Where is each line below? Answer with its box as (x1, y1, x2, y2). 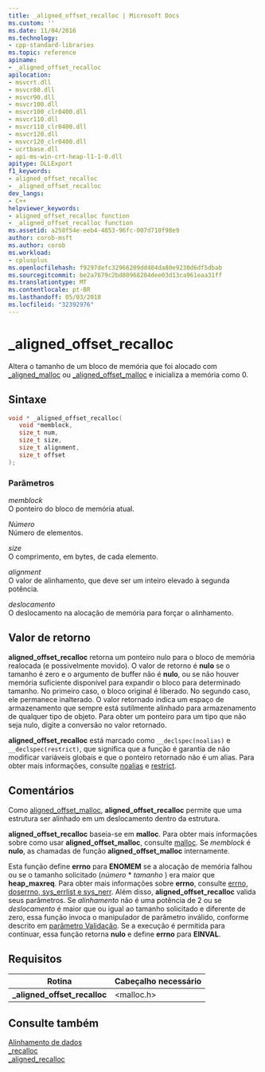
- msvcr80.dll (8, 85, 56, 94)
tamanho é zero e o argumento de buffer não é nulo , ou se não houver (8, 669, 240, 678)
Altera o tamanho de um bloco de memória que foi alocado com (8, 361, 217, 371)
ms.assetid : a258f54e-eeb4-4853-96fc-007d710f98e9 (8, 226, 180, 235)
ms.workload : (8, 249, 52, 257)
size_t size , (18, 436, 62, 445)
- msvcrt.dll (8, 78, 52, 86)
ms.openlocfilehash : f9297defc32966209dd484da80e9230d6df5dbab (8, 264, 223, 272)
